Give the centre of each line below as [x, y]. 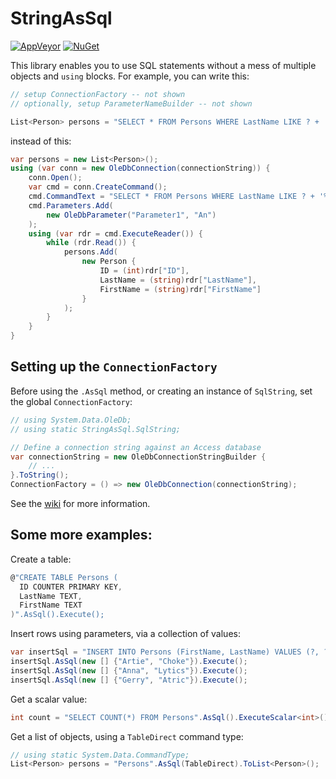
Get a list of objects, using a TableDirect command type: [127, 736]
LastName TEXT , [51, 596]
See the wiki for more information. [80, 503]
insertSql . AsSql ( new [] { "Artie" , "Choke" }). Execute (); [129, 662]
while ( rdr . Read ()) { [91, 243]
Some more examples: [81, 535]
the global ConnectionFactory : [71, 401]
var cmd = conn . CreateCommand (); [98, 187]
